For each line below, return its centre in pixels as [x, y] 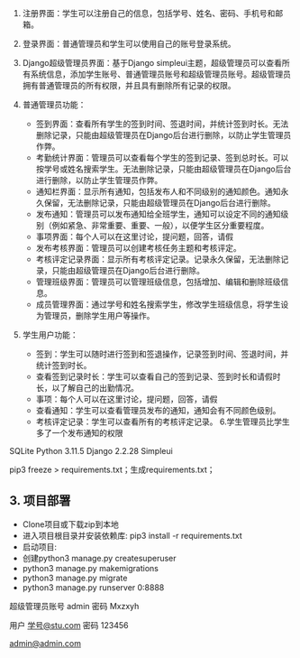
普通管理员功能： [54, 105]
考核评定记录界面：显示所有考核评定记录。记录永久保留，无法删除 [158, 259]
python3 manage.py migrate [75, 578]
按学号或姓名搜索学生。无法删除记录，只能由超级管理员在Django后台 [164, 169]
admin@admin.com [45, 643]
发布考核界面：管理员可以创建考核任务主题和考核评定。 [138, 248]
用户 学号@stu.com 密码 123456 [69, 625]
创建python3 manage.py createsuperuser [99, 558]
